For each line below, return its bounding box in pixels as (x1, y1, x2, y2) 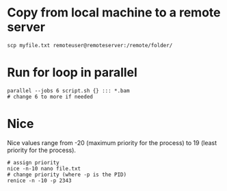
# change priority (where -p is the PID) (7, 171, 127, 178)
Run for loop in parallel (7, 65, 138, 80)
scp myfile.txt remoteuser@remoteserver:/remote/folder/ (7, 42, 173, 49)
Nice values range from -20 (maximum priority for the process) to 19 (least (7, 138, 217, 147)
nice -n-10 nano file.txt (7, 165, 81, 172)
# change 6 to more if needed (7, 93, 94, 100)
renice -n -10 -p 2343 (7, 177, 72, 184)
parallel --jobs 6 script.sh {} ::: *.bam (7, 87, 130, 94)
